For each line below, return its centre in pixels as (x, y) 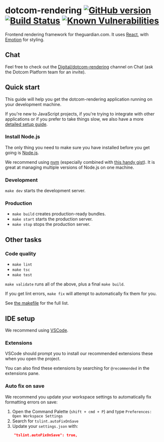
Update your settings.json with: (45, 426)
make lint (22, 265)
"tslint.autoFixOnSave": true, (46, 435)
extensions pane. (23, 374)
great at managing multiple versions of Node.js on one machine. (70, 167)
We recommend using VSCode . (37, 330)
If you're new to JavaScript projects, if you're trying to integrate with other (80, 114)
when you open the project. (33, 359)
